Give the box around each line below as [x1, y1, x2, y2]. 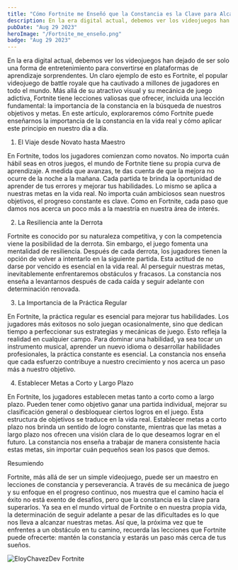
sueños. [7, 541, 30, 549]
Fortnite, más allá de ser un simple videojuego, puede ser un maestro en [7, 473, 218, 481]
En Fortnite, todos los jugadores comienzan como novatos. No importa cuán [7, 152, 229, 160]
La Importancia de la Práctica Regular [17, 299, 127, 307]
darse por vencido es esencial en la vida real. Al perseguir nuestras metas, [7, 262, 225, 270]
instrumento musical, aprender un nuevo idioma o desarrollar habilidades [7, 342, 221, 351]
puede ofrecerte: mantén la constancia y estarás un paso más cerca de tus [7, 533, 227, 542]
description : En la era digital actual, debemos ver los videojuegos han [7, 17, 230, 24]
